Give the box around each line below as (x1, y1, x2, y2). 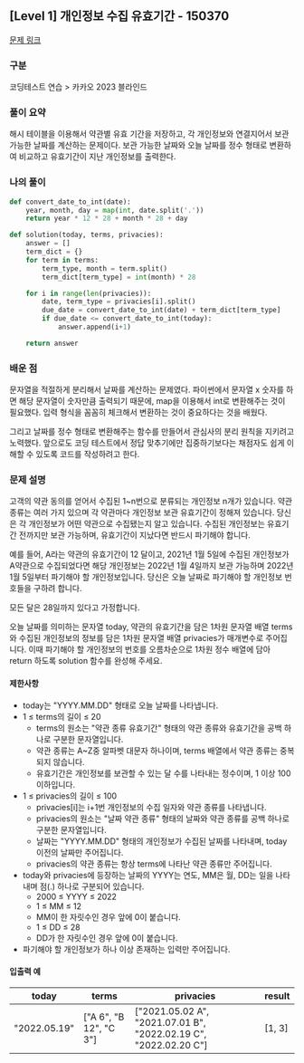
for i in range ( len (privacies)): (25, 289, 152, 298)
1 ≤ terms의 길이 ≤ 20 (22, 711, 101, 722)
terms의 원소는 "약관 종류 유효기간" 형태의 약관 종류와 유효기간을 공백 (35, 723, 282, 733)
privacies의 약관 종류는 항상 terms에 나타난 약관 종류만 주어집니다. (35, 858, 273, 869)
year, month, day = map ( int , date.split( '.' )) (25, 206, 204, 215)
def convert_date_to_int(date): (9, 197, 131, 206)
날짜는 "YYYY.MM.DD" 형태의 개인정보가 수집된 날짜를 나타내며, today (35, 836, 288, 847)
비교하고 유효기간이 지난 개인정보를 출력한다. (18, 151, 176, 162)
